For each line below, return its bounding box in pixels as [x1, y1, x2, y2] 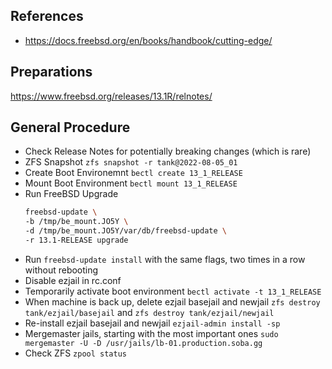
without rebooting [24, 264, 99, 276]
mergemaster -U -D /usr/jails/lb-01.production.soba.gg [24, 338, 263, 348]
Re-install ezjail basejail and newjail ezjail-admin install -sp [24, 317, 281, 329]
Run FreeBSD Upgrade [24, 188, 119, 200]
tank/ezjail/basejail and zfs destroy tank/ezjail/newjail [24, 306, 275, 318]
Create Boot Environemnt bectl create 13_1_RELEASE [24, 167, 243, 179]
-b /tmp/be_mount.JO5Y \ [24, 217, 129, 227]
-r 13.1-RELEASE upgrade [24, 235, 129, 246]
